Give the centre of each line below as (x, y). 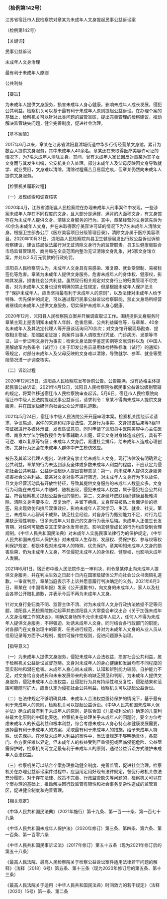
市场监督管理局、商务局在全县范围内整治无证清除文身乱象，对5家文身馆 (78, 251)
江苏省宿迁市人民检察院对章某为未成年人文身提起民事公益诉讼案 (70, 20)
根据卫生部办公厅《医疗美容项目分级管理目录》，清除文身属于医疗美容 (84, 233)
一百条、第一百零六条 (27, 835)
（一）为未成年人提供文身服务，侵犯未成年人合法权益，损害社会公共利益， (81, 657)
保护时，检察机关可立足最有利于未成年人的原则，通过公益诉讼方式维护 (81, 749)
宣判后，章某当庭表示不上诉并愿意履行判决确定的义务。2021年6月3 (91, 581)
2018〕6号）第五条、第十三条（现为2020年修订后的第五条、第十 (95, 868)
